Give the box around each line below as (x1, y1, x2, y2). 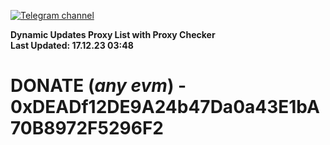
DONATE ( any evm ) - (10, 75, 187, 97)
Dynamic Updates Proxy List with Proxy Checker (10, 29, 216, 40)
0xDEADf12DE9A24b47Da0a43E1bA (10, 96, 320, 119)
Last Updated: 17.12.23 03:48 (10, 40, 134, 51)
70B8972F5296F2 (10, 117, 164, 140)
